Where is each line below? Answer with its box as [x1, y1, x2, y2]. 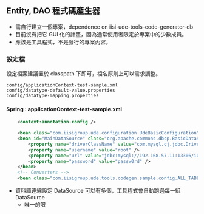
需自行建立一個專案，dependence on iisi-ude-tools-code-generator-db [15, 23, 194, 30]
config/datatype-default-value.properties [6, 88, 115, 94]
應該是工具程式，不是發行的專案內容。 [15, 38, 111, 46]
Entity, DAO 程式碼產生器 [6, 5, 100, 16]
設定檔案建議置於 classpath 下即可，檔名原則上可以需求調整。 [6, 70, 161, 77]
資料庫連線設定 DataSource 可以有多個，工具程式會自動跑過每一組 [15, 187, 181, 195]
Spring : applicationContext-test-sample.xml [6, 105, 123, 112]
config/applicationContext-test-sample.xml [6, 82, 118, 88]
